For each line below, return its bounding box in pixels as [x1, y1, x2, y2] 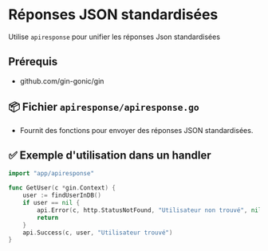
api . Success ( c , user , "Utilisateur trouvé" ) [22, 229, 173, 237]
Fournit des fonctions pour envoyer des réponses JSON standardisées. [19, 125, 254, 135]
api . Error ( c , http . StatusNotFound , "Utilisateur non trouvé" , [37, 206, 248, 214]
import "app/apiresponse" [8, 170, 94, 178]
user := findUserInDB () [22, 191, 102, 200]
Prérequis [8, 55, 58, 69]
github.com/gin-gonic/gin [19, 76, 104, 85]
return [37, 214, 59, 222]
